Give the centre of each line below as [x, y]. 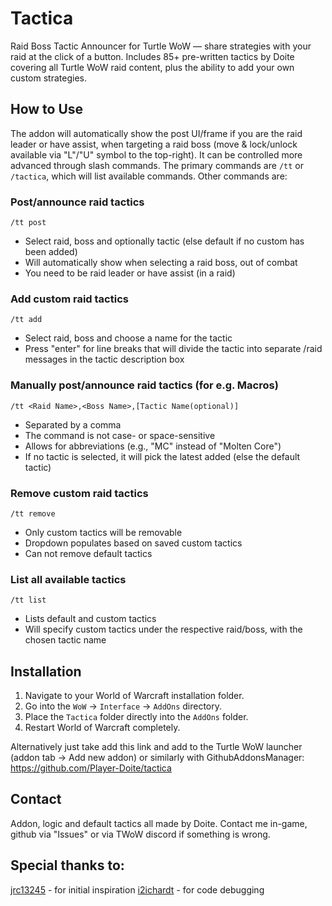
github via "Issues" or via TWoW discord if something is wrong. [140, 834]
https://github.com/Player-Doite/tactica [91, 768]
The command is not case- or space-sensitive [120, 435]
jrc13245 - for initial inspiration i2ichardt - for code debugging [137, 889]
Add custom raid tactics [69, 299]
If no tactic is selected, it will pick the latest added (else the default [162, 456]
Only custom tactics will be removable [103, 532]
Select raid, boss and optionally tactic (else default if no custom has [164, 241]
